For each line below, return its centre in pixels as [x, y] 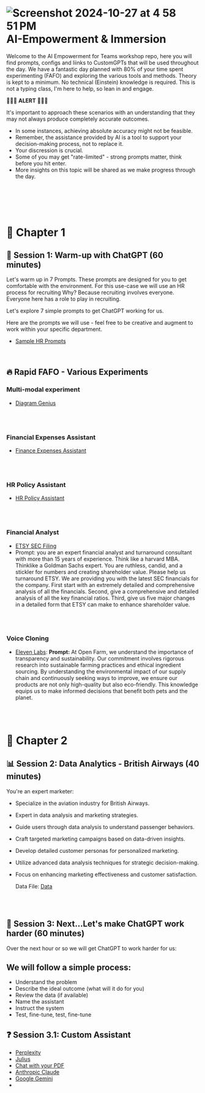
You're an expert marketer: [40, 791]
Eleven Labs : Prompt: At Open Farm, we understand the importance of [104, 652]
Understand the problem [46, 982]
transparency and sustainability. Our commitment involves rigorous [100, 658]
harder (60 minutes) [45, 933]
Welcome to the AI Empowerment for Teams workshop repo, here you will [99, 56]
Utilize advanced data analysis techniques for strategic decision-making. [107, 862]
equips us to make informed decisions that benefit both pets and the [101, 691]
